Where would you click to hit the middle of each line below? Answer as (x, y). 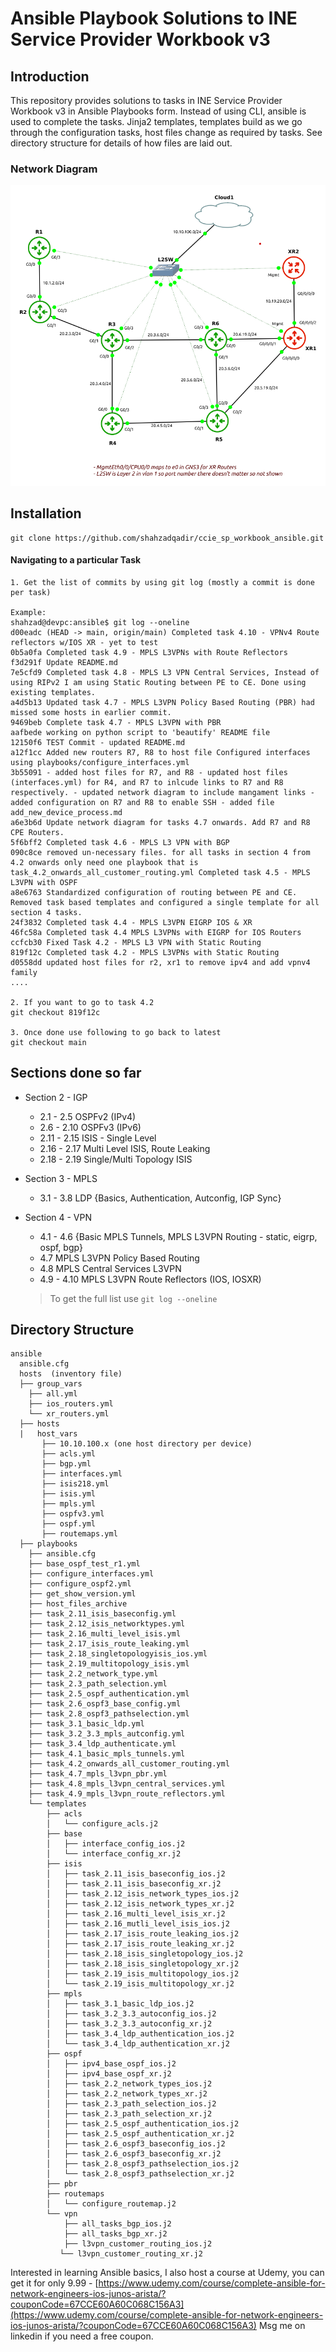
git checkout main (48, 1042)
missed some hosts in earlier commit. (91, 712)
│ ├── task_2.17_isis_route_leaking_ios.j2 (143, 1934)
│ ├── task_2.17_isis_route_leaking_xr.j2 (140, 1944)
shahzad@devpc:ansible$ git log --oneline (100, 622)
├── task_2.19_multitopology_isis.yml (109, 1664)
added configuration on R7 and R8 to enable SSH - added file (142, 802)
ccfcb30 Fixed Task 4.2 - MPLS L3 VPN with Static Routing (136, 942)
